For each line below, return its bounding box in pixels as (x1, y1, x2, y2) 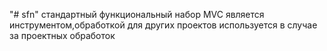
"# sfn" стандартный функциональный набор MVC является (9, 9, 265, 20)
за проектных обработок (9, 30, 116, 41)
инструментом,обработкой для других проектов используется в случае (9, 19, 318, 31)
